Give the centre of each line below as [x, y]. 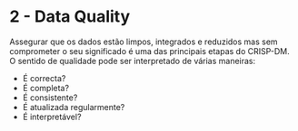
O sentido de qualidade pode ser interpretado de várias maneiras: [133, 61]
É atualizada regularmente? [74, 107]
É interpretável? [52, 117]
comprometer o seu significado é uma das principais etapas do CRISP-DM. [150, 51]
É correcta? [44, 78]
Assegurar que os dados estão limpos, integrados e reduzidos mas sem [144, 42]
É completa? [46, 88]
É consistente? [50, 98]
